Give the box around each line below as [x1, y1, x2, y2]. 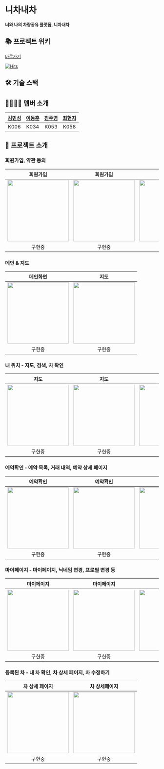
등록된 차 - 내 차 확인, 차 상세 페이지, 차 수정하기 [5, 669, 110, 676]
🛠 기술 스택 [5, 79, 38, 87]
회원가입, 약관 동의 [5, 157, 46, 164]
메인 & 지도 [5, 259, 29, 266]
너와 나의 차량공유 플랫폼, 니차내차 [5, 22, 70, 27]
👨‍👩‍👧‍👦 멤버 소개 [5, 99, 49, 107]
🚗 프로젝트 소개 [5, 141, 48, 149]
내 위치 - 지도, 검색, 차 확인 [5, 362, 64, 369]
